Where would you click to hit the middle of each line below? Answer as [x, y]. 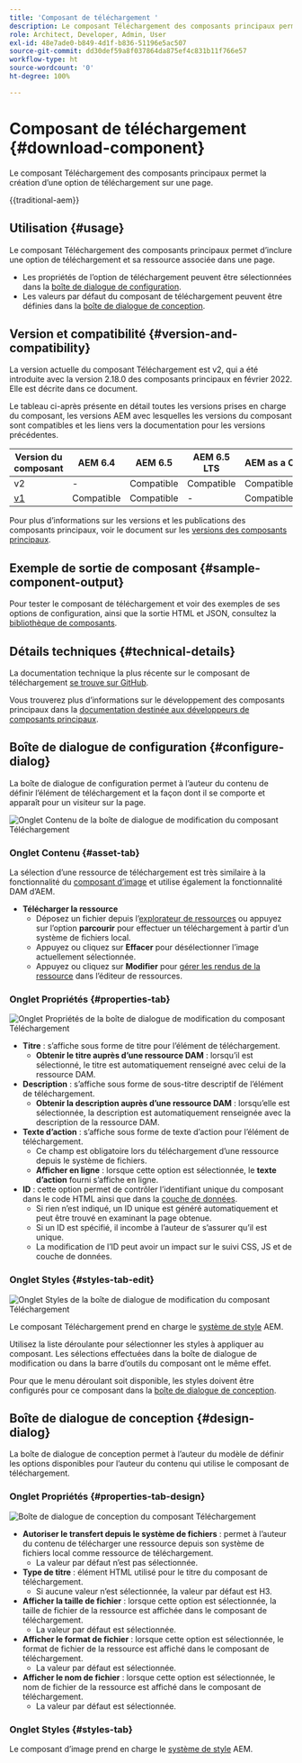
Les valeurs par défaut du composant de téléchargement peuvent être [152, 296]
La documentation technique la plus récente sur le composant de [129, 673]
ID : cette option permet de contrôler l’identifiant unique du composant [153, 1189]
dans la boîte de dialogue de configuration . [102, 286]
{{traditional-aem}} [44, 200]
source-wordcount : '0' [52, 68]
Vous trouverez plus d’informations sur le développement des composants [147, 700]
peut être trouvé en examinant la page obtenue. [124, 1218]
